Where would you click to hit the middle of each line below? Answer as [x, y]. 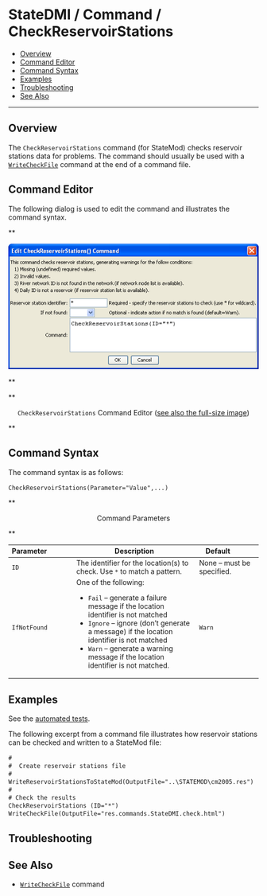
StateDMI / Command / [85, 15]
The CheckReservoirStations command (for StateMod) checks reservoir [125, 147]
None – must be [225, 563]
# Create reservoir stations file [67, 766]
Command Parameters [133, 518]
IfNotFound [29, 628]
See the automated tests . [49, 719]
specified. [215, 571]
